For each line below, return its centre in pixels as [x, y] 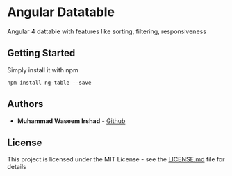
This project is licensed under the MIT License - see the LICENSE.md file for [116, 159]
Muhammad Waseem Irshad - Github [71, 121]
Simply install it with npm [43, 70]
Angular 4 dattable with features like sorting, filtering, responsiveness [107, 31]
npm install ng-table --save [49, 83]
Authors [25, 104]
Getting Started [41, 53]
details [17, 167]
